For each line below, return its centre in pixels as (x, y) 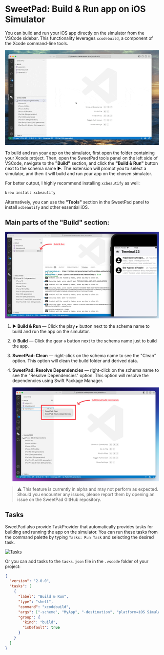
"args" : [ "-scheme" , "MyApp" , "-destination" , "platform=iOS (82, 612)
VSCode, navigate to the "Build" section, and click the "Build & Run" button (82, 163)
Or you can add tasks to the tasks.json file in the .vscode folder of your (77, 561)
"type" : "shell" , (36, 602)
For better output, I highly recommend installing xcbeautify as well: (72, 183)
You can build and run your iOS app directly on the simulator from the (75, 33)
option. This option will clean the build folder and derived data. (75, 361)
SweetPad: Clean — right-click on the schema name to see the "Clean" (84, 355)
